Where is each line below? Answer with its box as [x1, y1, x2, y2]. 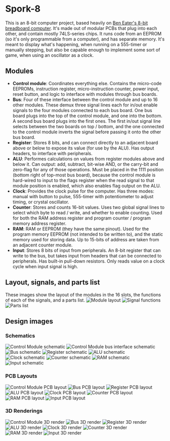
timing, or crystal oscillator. [12, 199, 69, 205]
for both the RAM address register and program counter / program [12, 215, 151, 221]
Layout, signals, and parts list [5, 278, 100, 287]
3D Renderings [5, 408, 43, 415]
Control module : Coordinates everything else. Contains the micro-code [12, 80, 162, 86]
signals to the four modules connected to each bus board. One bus [12, 107, 153, 113]
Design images [5, 317, 54, 325]
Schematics [5, 332, 35, 339]
